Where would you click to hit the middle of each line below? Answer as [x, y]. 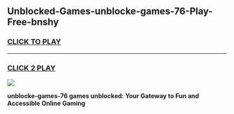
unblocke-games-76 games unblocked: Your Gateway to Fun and [103, 95]
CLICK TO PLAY [34, 42]
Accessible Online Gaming [46, 103]
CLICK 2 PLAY [31, 68]
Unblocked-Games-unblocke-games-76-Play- [110, 11]
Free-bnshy [33, 22]
